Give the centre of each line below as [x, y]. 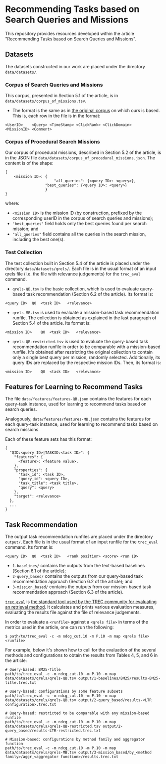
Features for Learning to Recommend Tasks [74, 387]
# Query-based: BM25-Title [33, 670]
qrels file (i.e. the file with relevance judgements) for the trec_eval [73, 274]
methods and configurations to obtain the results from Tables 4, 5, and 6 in [81, 655]
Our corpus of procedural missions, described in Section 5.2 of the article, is [83, 152]
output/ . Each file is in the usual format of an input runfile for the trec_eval [82, 542]
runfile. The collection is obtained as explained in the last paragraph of [84, 318]
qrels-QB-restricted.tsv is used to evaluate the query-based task [80, 341]
